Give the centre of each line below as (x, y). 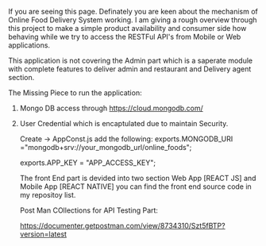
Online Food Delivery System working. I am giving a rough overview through (133, 20)
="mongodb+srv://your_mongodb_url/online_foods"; (106, 147)
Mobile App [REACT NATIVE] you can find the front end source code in (135, 186)
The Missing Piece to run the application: (75, 93)
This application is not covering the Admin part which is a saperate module (130, 60)
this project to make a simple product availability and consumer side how (127, 28)
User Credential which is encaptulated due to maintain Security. (124, 123)
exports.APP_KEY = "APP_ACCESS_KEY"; (88, 163)
